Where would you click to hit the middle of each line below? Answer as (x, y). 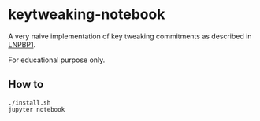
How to (26, 84)
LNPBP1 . (22, 44)
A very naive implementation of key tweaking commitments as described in (130, 36)
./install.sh (30, 103)
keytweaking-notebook (87, 15)
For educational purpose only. (57, 60)
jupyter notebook (37, 109)
